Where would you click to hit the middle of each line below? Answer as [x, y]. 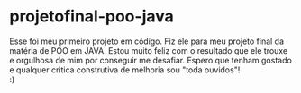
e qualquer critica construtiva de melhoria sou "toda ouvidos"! [125, 70]
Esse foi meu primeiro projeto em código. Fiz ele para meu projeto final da [147, 41]
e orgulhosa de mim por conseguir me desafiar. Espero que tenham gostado [151, 60]
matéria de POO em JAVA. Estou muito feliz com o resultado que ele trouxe [149, 50]
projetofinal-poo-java [91, 17]
